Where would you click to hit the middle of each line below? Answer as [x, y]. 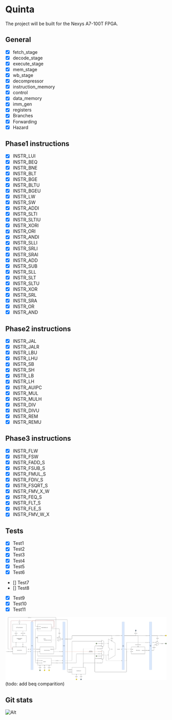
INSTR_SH [24, 370]
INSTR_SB [23, 364]
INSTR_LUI [24, 156]
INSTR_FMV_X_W [31, 491]
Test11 [19, 609]
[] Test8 [21, 588]
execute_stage [28, 64]
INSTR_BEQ [25, 162]
